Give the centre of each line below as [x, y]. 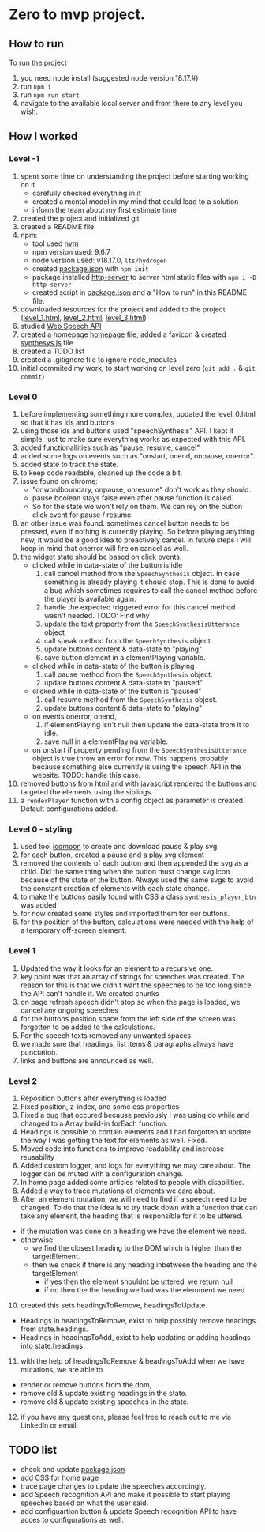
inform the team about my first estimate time [104, 209]
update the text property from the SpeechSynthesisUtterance [142, 624]
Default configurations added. [69, 809]
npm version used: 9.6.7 [71, 251]
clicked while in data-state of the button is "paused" [117, 691]
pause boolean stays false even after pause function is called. [132, 498]
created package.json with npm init [90, 268]
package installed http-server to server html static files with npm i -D [144, 277]
